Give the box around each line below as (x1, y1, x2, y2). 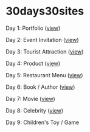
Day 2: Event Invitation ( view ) (5, 36, 80, 43)
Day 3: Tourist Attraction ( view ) (5, 47, 84, 55)
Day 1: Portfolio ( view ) (5, 24, 61, 32)
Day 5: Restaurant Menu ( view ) (5, 71, 83, 78)
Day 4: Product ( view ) (5, 60, 61, 67)
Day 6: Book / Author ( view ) (5, 83, 75, 91)
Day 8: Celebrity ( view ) (5, 106, 64, 114)
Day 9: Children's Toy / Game (5, 119, 80, 126)
